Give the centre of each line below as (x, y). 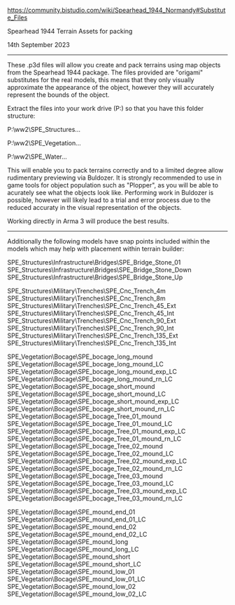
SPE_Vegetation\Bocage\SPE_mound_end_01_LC (77, 519)
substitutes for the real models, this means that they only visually (101, 80)
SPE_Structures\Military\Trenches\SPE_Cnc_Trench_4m (86, 291)
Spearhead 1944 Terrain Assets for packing (70, 31)
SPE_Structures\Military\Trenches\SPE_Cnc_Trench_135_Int (92, 343)
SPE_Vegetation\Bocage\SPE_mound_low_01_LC (76, 579)
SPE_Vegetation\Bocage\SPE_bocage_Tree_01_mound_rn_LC (94, 439)
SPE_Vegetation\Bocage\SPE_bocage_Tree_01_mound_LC (90, 424)
